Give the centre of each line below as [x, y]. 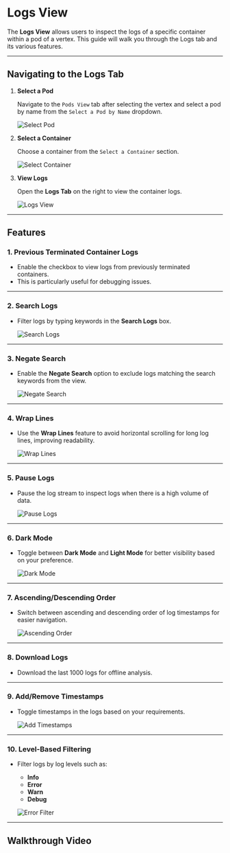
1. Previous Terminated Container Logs [73, 252]
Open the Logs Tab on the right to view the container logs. [100, 191]
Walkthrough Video [49, 840]
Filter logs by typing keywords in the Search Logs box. [94, 321]
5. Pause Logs [31, 478]
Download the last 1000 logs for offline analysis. [85, 672]
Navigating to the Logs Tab [66, 75]
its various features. [35, 46]
